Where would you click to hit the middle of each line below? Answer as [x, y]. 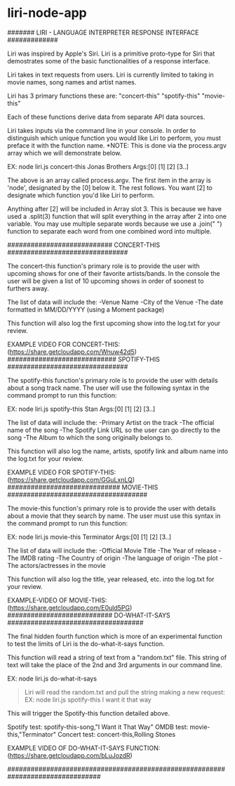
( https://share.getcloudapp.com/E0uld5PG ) [70, 607]
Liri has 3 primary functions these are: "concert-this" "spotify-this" [104, 96]
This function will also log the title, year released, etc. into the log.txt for [111, 579]
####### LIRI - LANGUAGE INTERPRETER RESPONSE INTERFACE [103, 32]
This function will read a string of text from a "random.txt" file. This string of [117, 657]
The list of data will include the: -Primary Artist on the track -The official [111, 422]
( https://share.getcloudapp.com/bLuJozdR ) [70, 755]
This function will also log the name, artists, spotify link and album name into [118, 451]
